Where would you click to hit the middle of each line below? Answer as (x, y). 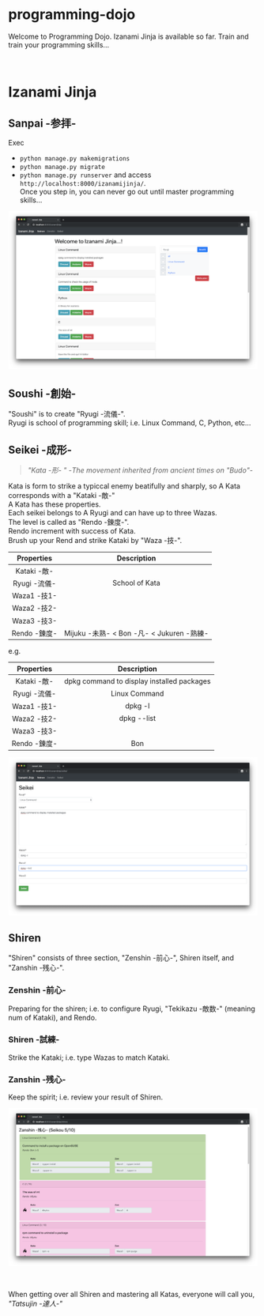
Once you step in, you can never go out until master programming (127, 191)
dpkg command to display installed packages (138, 681)
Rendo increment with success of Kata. (72, 530)
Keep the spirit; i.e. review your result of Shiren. (86, 1097)
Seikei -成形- (40, 449)
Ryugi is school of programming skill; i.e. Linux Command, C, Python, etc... (130, 423)
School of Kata (136, 583)
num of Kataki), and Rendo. (53, 1018)
